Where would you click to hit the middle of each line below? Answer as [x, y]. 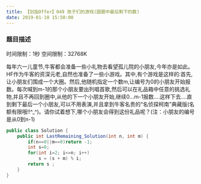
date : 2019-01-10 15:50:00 [40, 17]
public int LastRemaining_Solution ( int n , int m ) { [83, 136]
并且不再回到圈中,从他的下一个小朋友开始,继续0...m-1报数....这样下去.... [100, 96]
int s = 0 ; [39, 147]
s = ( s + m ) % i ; [60, 159]
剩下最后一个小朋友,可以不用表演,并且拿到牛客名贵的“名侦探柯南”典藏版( [100, 104]
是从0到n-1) [21, 119]
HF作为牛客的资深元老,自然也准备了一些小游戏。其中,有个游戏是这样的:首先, [100, 74]
